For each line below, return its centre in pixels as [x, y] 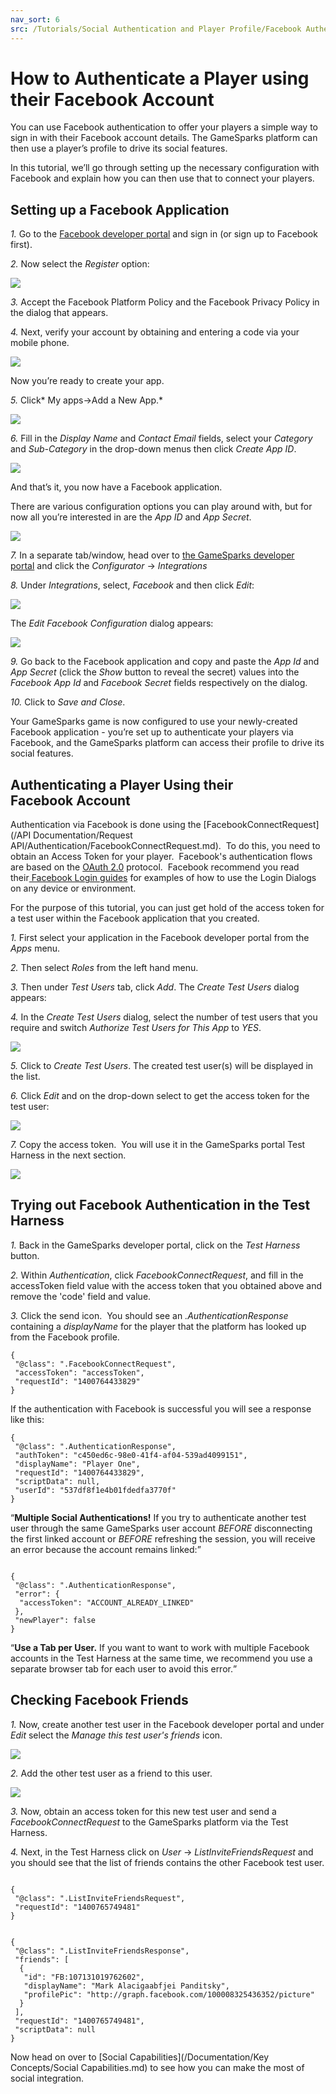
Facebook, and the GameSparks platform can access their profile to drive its [167, 743]
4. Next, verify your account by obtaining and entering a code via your [155, 332]
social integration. [47, 2078]
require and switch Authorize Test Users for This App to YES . [136, 1028]
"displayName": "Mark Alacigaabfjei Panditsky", [126, 1986]
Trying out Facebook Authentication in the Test [160, 1205]
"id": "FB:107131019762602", [84, 1977]
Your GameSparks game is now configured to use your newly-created [154, 722]
